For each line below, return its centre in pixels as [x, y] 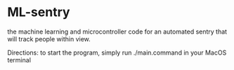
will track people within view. [49, 38]
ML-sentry [39, 12]
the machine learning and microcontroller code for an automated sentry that [117, 31]
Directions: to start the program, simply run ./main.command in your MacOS [117, 52]
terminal [19, 59]
